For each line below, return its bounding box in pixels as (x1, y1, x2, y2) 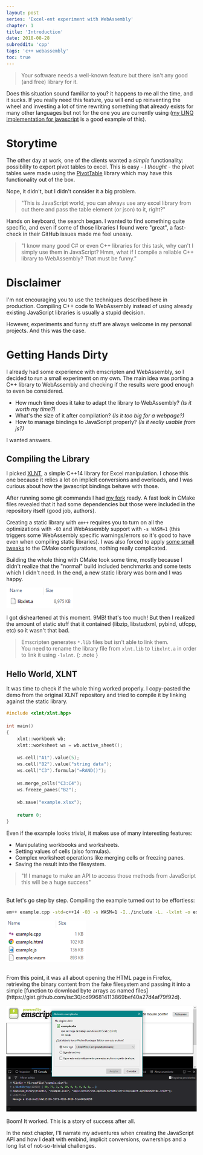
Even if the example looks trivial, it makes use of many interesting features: (6, 829, 193, 837)
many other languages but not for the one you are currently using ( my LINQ (6, 109, 194, 116)
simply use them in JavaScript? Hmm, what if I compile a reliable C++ (21, 248, 195, 256)
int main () (6, 722, 34, 729)
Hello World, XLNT (6, 669, 77, 679)
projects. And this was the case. (6, 327, 86, 334)
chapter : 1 (6, 22, 34, 28)
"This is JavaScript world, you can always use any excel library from (21, 199, 192, 207)
